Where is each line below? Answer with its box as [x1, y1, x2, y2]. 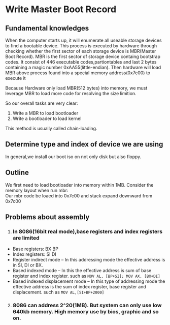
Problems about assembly [5, 213, 90, 222]
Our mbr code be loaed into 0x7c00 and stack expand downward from [5, 192, 153, 199]
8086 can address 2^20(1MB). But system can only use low [12, 302, 162, 309]
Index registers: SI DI [12, 251, 57, 257]
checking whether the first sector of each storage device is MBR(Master [5, 48, 156, 54]
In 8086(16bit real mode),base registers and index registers [12, 228, 163, 235]
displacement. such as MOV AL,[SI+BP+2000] [12, 289, 105, 296]
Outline [5, 168, 29, 177]
